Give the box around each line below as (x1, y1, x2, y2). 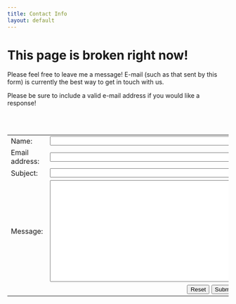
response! (7, 99, 37, 108)
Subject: (11, 168, 39, 178)
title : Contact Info (7, 10, 68, 18)
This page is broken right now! (7, 47, 188, 63)
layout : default (7, 17, 55, 24)
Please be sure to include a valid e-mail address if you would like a (7, 91, 200, 100)
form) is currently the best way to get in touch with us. (7, 78, 164, 87)
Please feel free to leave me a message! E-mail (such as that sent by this (7, 70, 218, 79)
